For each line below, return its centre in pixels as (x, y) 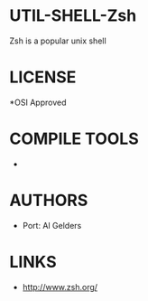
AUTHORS (49, 201)
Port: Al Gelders (52, 225)
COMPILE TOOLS (74, 139)
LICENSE (43, 77)
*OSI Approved (38, 102)
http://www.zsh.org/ (60, 287)
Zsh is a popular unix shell (58, 41)
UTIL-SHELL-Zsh (73, 16)
